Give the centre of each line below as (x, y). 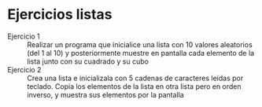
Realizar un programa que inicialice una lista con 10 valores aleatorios (140, 44)
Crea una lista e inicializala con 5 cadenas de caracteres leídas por (135, 78)
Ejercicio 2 (24, 69)
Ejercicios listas (60, 15)
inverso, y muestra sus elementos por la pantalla (105, 94)
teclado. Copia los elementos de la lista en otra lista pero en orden (134, 86)
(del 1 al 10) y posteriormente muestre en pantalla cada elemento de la (141, 53)
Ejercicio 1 (24, 36)
